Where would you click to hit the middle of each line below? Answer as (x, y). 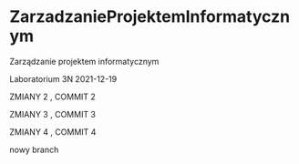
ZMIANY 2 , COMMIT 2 (52, 97)
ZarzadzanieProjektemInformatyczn (149, 17)
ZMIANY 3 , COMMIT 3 (53, 114)
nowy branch (34, 149)
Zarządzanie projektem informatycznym (84, 61)
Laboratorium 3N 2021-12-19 (63, 78)
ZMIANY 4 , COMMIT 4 (53, 132)
